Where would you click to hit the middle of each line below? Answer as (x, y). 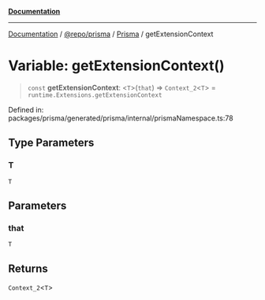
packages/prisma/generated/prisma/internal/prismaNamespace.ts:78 (121, 118)
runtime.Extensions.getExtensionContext (95, 95)
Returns (28, 268)
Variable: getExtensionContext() (116, 66)
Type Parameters (51, 143)
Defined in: (26, 109)
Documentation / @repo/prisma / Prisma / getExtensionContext (111, 34)
